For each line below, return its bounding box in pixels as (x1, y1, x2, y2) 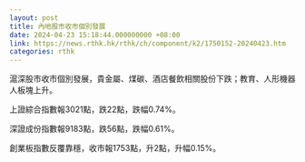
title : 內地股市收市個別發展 (9, 22, 106, 31)
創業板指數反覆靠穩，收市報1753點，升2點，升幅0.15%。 (9, 143, 221, 154)
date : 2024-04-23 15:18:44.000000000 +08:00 (9, 30, 181, 39)
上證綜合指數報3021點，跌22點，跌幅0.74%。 (9, 104, 181, 115)
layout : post (9, 13, 59, 23)
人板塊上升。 (9, 85, 57, 96)
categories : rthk (9, 47, 75, 56)
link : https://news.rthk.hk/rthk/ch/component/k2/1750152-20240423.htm (9, 38, 286, 48)
